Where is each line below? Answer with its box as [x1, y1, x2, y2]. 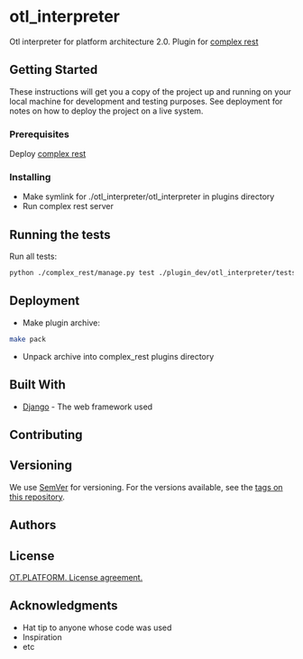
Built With [9, 377, 66, 393]
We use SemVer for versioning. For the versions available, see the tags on [9, 481, 283, 492]
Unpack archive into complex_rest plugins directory [22, 351, 215, 362]
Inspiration [22, 631, 62, 642]
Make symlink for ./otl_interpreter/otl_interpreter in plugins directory [22, 191, 275, 202]
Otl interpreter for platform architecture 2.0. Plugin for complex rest [9, 36, 259, 47]
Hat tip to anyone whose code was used [22, 622, 172, 633]
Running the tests [9, 227, 111, 243]
